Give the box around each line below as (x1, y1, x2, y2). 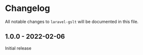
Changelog (5, 3, 50, 14)
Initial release (5, 45, 31, 51)
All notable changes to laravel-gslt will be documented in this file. (5, 19, 139, 24)
